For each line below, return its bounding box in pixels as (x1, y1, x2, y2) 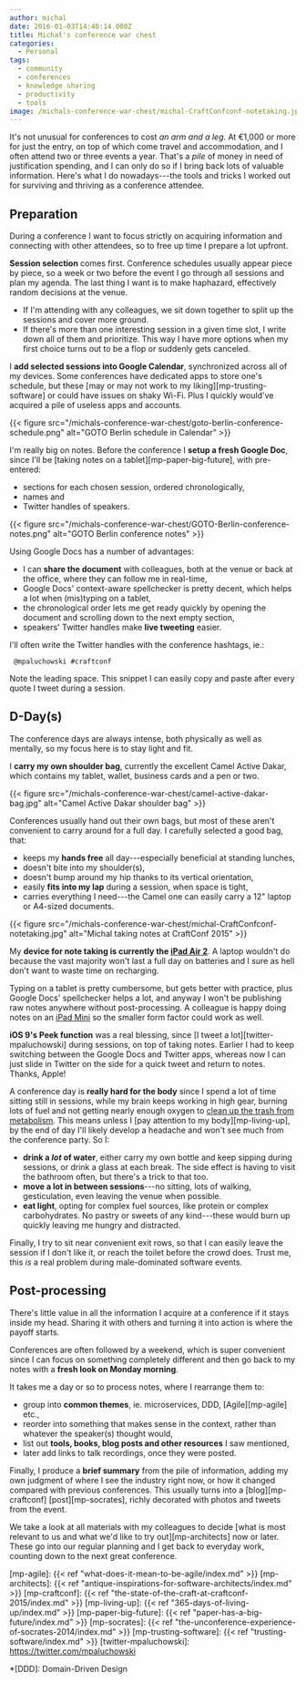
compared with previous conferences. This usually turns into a (9, 1484, 244, 1495)
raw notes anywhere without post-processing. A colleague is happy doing (9, 1001, 287, 1012)
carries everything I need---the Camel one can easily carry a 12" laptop (22, 890, 291, 902)
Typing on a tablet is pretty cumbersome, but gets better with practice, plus (9, 982, 293, 993)
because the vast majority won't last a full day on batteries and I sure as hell (9, 955, 295, 966)
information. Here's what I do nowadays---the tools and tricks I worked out (9, 170, 291, 181)
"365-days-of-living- (170, 1596, 250, 1608)
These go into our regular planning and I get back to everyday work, (9, 1541, 265, 1552)
